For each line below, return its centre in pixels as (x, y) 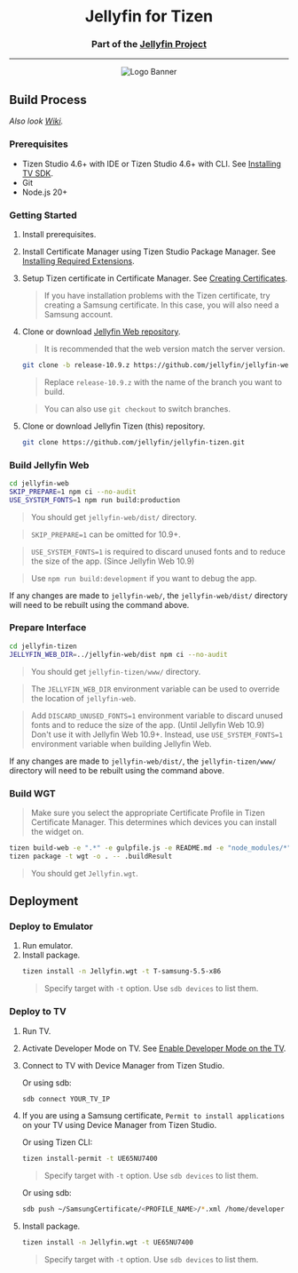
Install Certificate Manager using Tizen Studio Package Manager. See (149, 252)
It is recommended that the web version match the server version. (165, 348)
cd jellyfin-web (39, 483)
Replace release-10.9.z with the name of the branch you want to (163, 382)
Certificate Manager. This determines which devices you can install (154, 822)
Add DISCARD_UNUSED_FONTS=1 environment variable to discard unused (157, 715)
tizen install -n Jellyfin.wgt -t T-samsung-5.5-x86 (122, 972)
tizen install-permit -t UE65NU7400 (90, 1159)
